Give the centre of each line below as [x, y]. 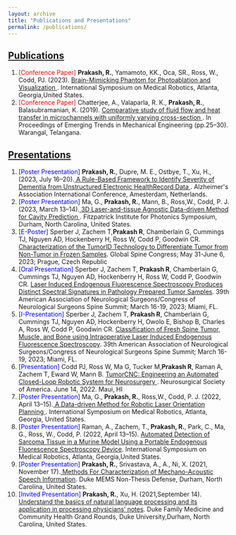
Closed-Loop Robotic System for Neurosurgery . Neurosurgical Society [122, 381]
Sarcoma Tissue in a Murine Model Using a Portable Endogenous [113, 441]
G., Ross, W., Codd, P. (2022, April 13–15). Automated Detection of [114, 434]
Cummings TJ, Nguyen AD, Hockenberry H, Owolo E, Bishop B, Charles [122, 321]
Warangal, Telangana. [50, 133]
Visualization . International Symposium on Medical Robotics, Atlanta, [118, 88]
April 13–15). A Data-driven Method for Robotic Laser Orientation [112, 404]
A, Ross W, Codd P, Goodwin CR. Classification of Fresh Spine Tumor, [119, 329]
